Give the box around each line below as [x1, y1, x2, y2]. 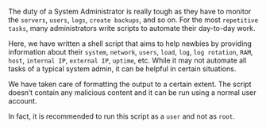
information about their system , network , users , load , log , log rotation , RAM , [8, 47, 253, 56]
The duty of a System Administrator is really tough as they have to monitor [8, 7, 252, 16]
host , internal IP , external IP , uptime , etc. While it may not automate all [8, 55, 247, 65]
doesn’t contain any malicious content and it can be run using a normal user [8, 88, 256, 97]
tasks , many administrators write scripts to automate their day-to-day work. [8, 24, 256, 32]
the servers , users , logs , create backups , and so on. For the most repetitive [8, 15, 259, 25]
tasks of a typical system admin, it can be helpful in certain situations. [8, 64, 237, 74]
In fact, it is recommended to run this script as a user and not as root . [8, 112, 236, 121]
